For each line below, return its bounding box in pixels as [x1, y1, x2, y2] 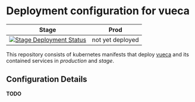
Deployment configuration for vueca [6, 4, 190, 18]
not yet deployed [92, 36, 139, 44]
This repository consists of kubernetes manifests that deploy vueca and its [6, 50, 189, 58]
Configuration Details [6, 74, 87, 84]
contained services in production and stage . [6, 57, 115, 64]
